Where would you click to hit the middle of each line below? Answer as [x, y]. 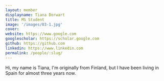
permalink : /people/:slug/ [34, 53]
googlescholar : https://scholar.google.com [52, 39]
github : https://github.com [35, 44]
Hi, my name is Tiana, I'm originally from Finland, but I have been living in [82, 68]
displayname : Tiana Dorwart [35, 15]
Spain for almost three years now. [41, 73]
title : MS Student [25, 19]
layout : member [21, 10]
